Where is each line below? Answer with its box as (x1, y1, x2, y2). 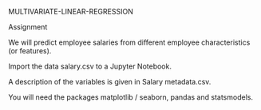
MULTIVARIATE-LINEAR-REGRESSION (8, 7, 133, 16)
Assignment (8, 22, 48, 31)
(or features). (8, 46, 52, 55)
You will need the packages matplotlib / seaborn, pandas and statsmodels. (8, 92, 254, 102)
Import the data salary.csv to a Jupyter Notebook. (8, 61, 172, 71)
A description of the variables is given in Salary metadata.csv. (8, 77, 212, 86)
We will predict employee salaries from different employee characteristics (8, 37, 251, 47)
